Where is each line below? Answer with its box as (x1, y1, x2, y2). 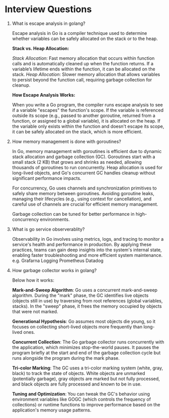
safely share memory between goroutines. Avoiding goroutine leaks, (12, 190, 155, 196)
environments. (39, 216, 70, 222)
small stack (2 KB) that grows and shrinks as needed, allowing (12, 159, 142, 165)
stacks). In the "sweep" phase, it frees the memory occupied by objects (12, 303, 162, 309)
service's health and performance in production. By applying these (12, 241, 152, 247)
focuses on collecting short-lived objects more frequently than (12, 323, 143, 330)
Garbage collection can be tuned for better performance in (12, 211, 135, 217)
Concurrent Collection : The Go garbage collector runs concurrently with (12, 338, 164, 345)
